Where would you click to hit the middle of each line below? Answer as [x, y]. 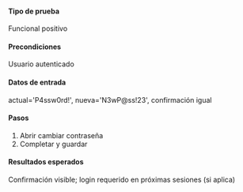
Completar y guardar [53, 144]
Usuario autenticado [42, 64]
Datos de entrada [37, 82]
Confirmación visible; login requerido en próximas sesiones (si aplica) [122, 180]
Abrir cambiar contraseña [61, 135]
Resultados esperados [46, 162]
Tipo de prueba [34, 11]
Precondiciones [35, 47]
